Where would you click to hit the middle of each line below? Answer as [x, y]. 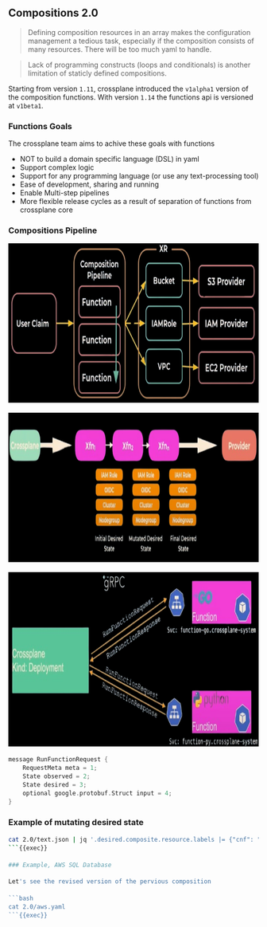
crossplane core [46, 210]
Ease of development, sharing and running [89, 185]
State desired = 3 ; [55, 785]
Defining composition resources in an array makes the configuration [139, 32]
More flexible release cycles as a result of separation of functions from [135, 202]
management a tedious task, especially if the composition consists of [141, 41]
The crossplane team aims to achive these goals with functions [112, 143]
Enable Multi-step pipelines [64, 193]
